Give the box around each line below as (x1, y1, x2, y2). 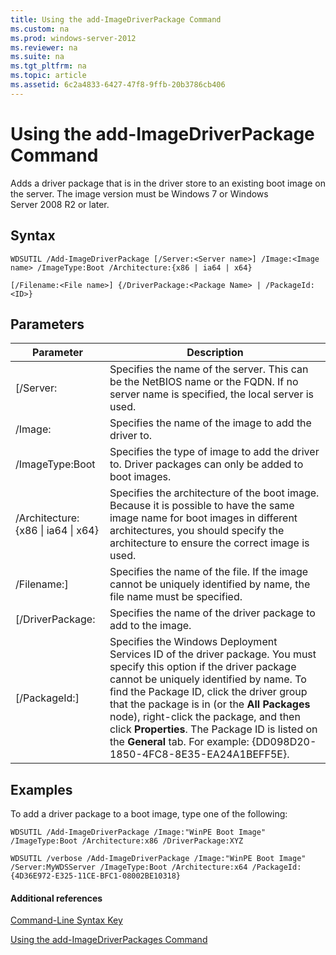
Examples (10, 781, 73, 798)
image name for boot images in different (109, 511, 298, 525)
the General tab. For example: (109, 735, 250, 749)
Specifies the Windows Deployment (109, 635, 278, 649)
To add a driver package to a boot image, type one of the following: (10, 808, 288, 820)
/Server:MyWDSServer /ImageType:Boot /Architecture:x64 (10, 862, 248, 873)
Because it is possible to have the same (109, 499, 295, 513)
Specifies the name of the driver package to (109, 606, 316, 620)
